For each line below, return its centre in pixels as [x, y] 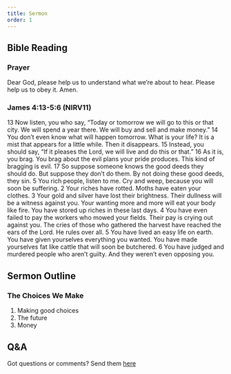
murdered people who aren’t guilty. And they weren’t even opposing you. [111, 254]
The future [32, 318]
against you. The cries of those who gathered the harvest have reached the [114, 225]
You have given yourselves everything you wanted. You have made [102, 240]
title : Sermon [28, 13]
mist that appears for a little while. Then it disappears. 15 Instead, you [106, 145]
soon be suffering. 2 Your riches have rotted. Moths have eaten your [104, 188]
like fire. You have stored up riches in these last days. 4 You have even [108, 210]
